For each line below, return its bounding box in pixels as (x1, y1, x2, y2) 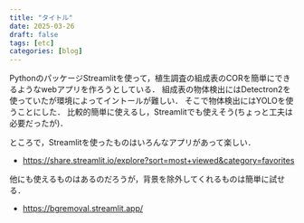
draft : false (9, 30, 59, 39)
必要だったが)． (9, 118, 69, 129)
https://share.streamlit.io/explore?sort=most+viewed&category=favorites (22, 155, 295, 166)
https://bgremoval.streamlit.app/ (22, 203, 144, 214)
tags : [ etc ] (9, 38, 54, 48)
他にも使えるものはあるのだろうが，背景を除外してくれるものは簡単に (9, 173, 270, 185)
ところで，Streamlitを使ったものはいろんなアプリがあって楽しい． (9, 137, 256, 148)
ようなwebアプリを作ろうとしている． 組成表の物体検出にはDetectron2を (16, 84, 291, 95)
